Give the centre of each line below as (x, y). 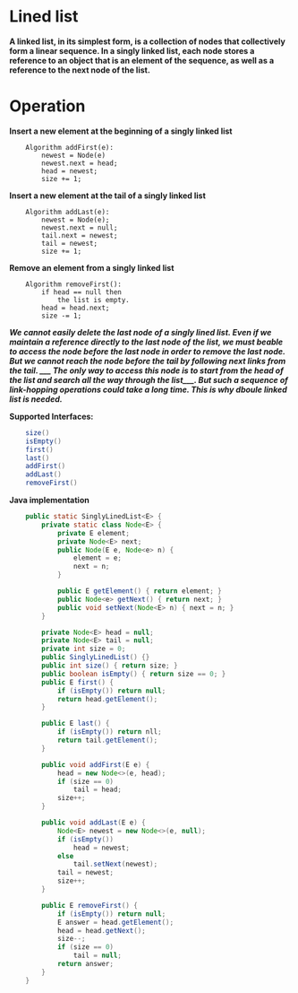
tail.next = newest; (80, 235)
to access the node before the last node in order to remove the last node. (148, 351)
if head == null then (82, 292)
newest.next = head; (80, 163)
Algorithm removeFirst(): (74, 284)
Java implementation (49, 500)
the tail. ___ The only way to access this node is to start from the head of (146, 370)
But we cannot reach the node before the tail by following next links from (148, 361)
